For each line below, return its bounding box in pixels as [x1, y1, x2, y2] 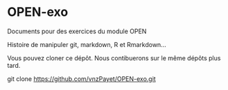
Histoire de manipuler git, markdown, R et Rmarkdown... [7, 40, 166, 48]
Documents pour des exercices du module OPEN [7, 27, 147, 35]
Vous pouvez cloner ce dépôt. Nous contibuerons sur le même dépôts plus [7, 53, 221, 62]
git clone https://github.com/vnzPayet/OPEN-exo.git [7, 74, 156, 83]
